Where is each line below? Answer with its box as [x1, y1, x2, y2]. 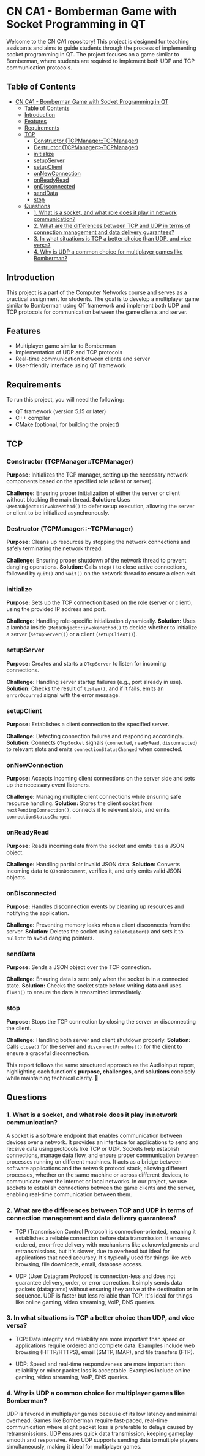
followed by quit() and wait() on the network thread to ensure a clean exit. [6, 570, 197, 577]
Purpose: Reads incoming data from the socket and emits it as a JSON [6, 842, 185, 849]
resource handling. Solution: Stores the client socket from [6, 800, 153, 807]
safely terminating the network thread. [6, 545, 103, 552]
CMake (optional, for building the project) [15, 421, 119, 428]
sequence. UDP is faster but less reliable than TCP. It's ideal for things [15, 1291, 193, 1299]
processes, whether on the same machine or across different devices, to [6, 1171, 190, 1178]
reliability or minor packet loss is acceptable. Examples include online [15, 1366, 191, 1374]
